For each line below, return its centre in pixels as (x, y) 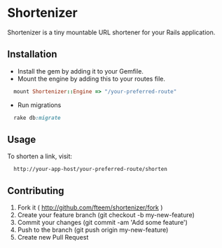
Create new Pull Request (53, 237)
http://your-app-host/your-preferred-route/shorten (91, 170)
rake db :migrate (37, 118)
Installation (32, 54)
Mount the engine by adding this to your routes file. (91, 78)
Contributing (36, 191)
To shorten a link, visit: (40, 156)
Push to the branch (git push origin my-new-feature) (93, 230)
